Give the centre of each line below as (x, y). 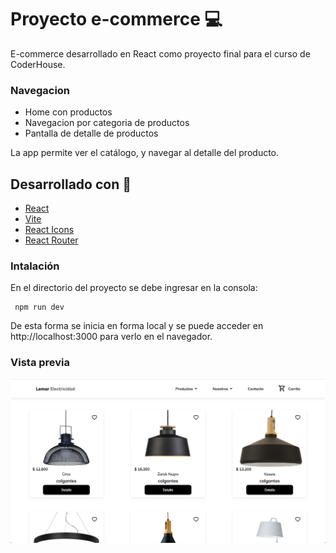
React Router (51, 240)
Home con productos (68, 112)
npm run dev (39, 307)
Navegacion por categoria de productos (107, 123)
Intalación (35, 266)
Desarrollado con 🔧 (71, 184)
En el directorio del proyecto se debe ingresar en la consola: (134, 288)
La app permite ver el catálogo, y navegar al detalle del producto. (145, 153)
